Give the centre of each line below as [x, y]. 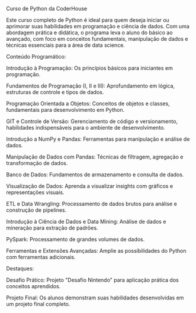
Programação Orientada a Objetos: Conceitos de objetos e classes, [88, 104]
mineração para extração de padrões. [52, 228]
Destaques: [20, 268]
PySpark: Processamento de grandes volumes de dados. [75, 239]
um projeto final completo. [38, 304]
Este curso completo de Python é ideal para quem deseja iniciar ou [88, 20]
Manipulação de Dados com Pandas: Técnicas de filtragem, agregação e [95, 157]
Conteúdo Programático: [36, 57]
